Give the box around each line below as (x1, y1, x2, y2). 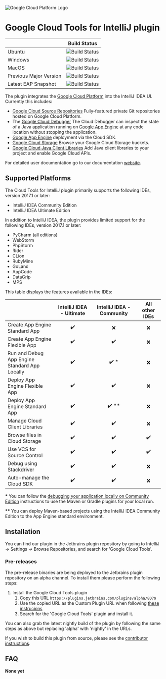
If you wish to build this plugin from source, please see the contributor (5, 635, 148, 641)
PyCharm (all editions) (12, 232, 58, 238)
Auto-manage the (7, 474, 49, 481)
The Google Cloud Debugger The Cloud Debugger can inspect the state (12, 118, 159, 124)
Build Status (68, 40, 97, 47)
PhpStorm (12, 242, 33, 248)
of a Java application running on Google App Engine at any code (12, 124, 144, 130)
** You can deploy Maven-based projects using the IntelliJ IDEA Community (5, 508, 161, 514)
